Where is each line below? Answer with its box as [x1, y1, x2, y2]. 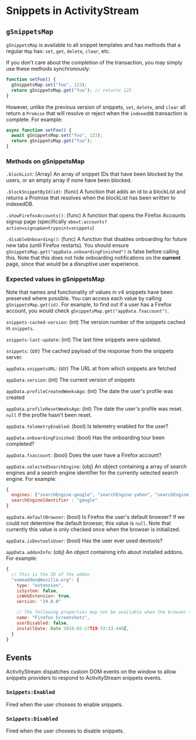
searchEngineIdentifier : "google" [11, 497, 98, 504]
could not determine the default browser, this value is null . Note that [6, 519, 171, 527]
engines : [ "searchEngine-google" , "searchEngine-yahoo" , [11, 492, 153, 498]
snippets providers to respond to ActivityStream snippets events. [6, 674, 162, 682]
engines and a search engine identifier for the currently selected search [6, 469, 179, 476]
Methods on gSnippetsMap [6, 157, 85, 165]
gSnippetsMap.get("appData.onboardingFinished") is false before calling [6, 248, 179, 255]
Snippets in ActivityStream [6, 4, 139, 18]
